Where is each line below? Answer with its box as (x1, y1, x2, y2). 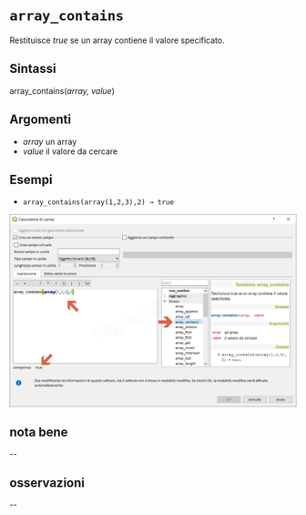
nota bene (9, 424, 68, 439)
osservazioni (9, 475, 85, 490)
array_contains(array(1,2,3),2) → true (22, 198, 175, 207)
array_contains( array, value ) (9, 85, 116, 96)
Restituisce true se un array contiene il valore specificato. (9, 35, 225, 46)
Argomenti (9, 112, 71, 128)
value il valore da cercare (22, 146, 118, 157)
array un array (22, 136, 77, 147)
